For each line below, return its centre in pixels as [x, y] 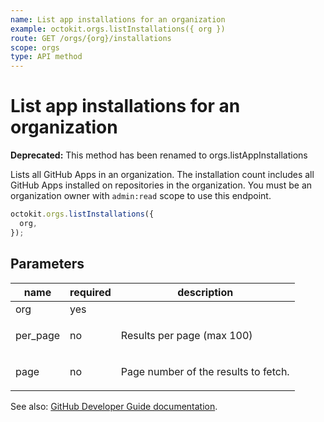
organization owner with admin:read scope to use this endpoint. [141, 196]
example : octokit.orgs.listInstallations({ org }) [118, 29]
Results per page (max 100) [186, 335]
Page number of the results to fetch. [205, 371]
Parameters [47, 264]
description [205, 292]
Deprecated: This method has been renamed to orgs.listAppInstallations [159, 155]
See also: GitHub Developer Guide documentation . [114, 406]
